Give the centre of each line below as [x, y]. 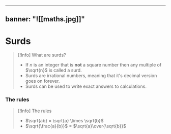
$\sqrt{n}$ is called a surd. [54, 70]
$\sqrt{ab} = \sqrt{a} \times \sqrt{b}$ [64, 120]
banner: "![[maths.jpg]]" [45, 19]
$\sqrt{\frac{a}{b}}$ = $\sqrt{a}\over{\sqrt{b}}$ [76, 126]
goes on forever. [42, 81]
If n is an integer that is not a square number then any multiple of [93, 65]
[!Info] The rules [35, 111]
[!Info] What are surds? [42, 55]
